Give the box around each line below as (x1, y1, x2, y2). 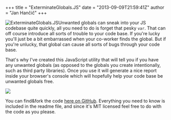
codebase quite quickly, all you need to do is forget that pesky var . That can (5, 25, 166, 31)
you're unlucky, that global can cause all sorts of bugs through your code (5, 41, 160, 47)
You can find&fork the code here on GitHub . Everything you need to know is (5, 98, 165, 104)
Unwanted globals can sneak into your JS (58, 20, 146, 26)
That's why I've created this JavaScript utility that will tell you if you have (5, 57, 159, 63)
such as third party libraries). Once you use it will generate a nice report (5, 67, 157, 74)
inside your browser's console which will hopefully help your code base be (5, 73, 163, 79)
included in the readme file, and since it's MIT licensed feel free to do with (5, 103, 162, 109)
